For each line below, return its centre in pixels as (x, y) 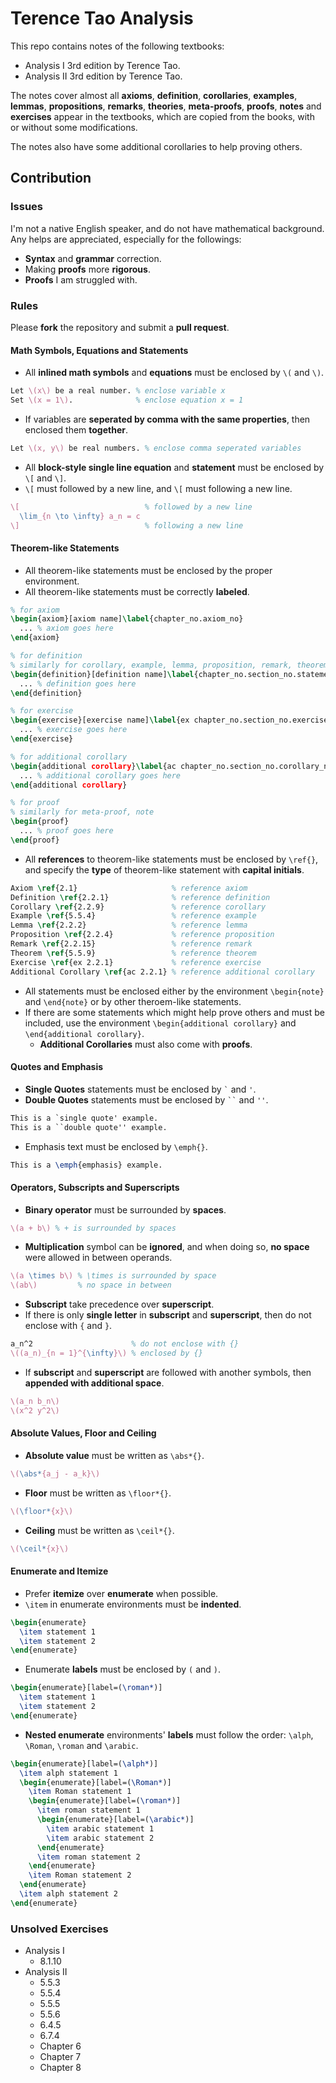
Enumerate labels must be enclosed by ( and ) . (123, 1669)
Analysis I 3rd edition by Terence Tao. (102, 65)
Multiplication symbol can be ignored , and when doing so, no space (167, 1247)
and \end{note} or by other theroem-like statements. (133, 1001)
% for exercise (42, 711)
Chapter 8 (60, 2068)
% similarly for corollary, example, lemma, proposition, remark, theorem (169, 665)
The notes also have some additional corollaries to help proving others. (156, 146)
